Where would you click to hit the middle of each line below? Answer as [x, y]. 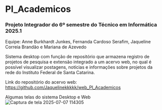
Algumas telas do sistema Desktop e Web [48, 97]
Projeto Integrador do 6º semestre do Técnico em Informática [81, 25]
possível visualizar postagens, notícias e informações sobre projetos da [79, 67]
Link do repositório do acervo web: [41, 82]
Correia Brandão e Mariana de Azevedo [46, 47]
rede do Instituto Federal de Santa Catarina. [50, 73]
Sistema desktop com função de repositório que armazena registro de [77, 57]
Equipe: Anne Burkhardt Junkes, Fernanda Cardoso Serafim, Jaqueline [78, 42]
